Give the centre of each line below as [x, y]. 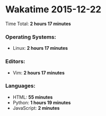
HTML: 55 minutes [33, 97]
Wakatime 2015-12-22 [53, 9]
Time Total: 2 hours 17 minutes [38, 24]
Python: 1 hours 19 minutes [42, 102]
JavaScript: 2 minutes [36, 108]
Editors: [15, 62]
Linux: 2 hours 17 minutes [40, 48]
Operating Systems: [31, 37]
